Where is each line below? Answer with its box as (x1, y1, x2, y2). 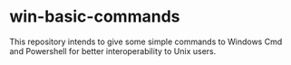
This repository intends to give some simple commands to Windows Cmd (9, 36, 283, 47)
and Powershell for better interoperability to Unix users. (9, 45, 217, 56)
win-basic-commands (9, 6, 180, 27)
